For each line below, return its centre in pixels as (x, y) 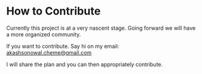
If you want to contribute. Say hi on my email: (63, 46)
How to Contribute (54, 11)
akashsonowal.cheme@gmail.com (49, 52)
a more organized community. (44, 34)
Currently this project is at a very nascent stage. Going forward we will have (101, 28)
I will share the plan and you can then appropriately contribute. (85, 64)
